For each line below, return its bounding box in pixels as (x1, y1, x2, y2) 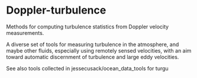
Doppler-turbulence (6, 4, 106, 17)
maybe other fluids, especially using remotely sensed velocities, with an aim (6, 47, 192, 54)
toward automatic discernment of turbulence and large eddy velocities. (6, 53, 179, 60)
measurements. (6, 29, 44, 36)
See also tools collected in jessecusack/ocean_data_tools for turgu (6, 64, 169, 71)
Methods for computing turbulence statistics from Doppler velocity (6, 23, 169, 30)
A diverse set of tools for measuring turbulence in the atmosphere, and (6, 41, 179, 48)
